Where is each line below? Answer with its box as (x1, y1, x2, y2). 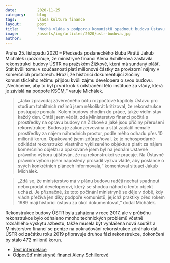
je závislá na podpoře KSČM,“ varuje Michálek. (5, 88, 103, 94)
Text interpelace (12, 246, 47, 252)
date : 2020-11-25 (5, 7, 60, 13)
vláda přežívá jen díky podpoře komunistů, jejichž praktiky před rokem (17, 194, 165, 200)
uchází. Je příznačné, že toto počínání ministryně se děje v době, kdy (17, 189, 164, 195)
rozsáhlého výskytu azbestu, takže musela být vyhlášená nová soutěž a (5, 220, 156, 226)
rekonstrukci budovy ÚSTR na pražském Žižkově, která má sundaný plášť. (5, 61, 160, 67)
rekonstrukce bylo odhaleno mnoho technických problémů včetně (5, 215, 144, 221)
